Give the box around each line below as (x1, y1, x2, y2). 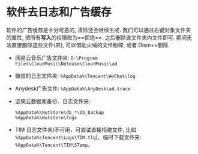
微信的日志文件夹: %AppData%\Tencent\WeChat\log (14, 72, 136, 79)
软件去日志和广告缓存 (6, 5, 112, 19)
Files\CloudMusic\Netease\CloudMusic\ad (14, 61, 118, 67)
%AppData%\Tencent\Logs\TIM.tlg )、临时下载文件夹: (14, 133, 142, 141)
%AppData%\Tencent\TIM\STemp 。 (14, 141, 94, 148)
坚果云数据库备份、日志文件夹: (14, 97, 91, 105)
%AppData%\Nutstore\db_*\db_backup (14, 109, 104, 116)
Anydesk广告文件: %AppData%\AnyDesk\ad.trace (14, 84, 131, 92)
